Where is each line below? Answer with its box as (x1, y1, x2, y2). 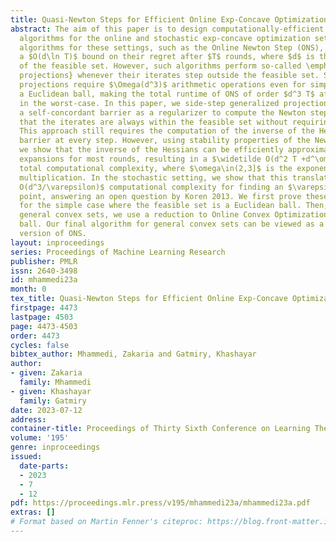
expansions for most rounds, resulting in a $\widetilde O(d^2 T (19, 154, 298, 164)
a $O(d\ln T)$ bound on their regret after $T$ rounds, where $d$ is (19, 52, 315, 62)
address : (10, 414, 47, 425)
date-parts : (19, 461, 70, 471)
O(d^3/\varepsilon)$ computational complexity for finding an (19, 182, 284, 192)
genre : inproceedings (10, 442, 101, 453)
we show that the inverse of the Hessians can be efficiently (19, 145, 284, 155)
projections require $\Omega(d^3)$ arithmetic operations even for (19, 80, 307, 90)
